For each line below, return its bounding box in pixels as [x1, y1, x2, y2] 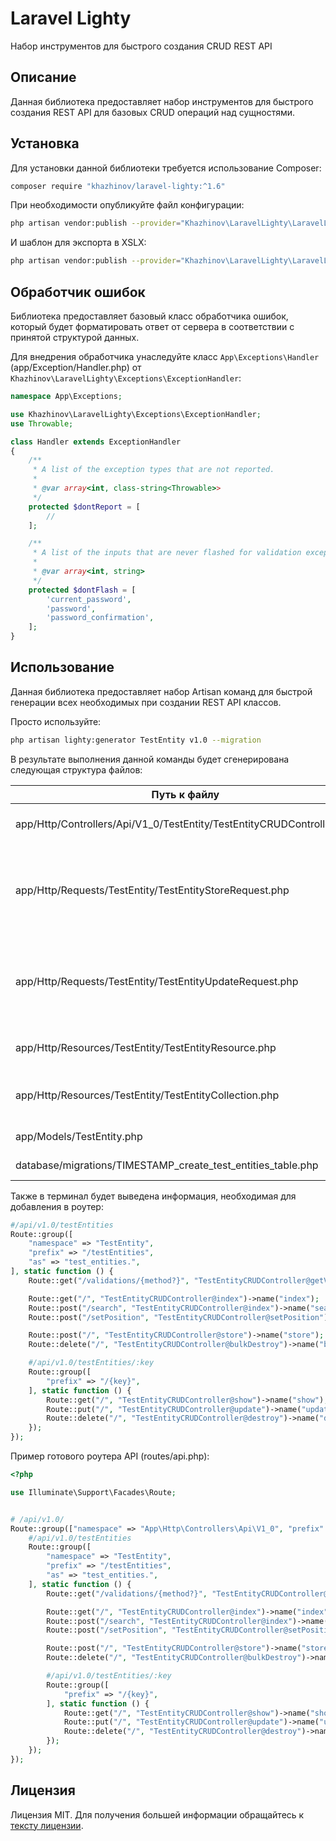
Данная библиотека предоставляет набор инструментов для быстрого [10, 95, 314, 107]
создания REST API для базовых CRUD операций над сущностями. [10, 106, 296, 118]
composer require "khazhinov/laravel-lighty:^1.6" [10, 181, 226, 191]
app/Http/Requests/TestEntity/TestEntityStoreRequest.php [15, 883, 290, 897]
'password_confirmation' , [46, 613, 155, 623]
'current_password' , [46, 594, 132, 604]
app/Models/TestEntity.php [15, 1129, 143, 1143]
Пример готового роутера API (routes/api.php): [10, 1450, 210, 1462]
